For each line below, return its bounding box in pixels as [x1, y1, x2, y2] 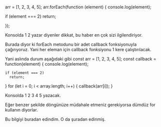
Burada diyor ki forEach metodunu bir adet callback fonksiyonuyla [5, 42, 137, 47]
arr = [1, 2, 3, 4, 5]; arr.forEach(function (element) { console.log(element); [5, 4, 152, 10]
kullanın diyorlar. [5, 107, 38, 113]
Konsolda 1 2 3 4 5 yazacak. [5, 93, 61, 98]
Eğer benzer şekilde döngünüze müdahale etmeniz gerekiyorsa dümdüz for [5, 102, 156, 108]
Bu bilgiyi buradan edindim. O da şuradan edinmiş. [5, 116, 106, 122]
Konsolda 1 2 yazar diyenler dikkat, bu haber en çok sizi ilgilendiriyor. [5, 32, 143, 38]
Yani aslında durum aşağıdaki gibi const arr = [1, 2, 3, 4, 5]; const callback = [5, 56, 157, 62]
